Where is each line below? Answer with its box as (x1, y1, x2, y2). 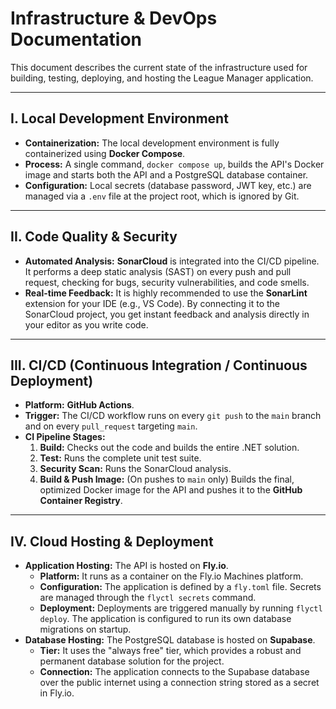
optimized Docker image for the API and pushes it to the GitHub (39, 484, 303, 496)
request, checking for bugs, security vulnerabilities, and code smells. (24, 276, 310, 288)
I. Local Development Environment (10, 110, 229, 127)
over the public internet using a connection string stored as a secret (39, 677, 320, 689)
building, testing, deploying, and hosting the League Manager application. (10, 72, 314, 84)
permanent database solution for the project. (39, 655, 225, 667)
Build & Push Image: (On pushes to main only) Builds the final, (39, 473, 295, 486)
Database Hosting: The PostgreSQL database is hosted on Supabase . (24, 634, 316, 646)
